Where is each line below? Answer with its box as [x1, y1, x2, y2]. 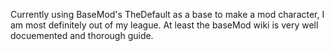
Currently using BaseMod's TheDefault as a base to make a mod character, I [10, 9, 325, 20]
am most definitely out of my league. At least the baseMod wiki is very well [10, 19, 319, 31]
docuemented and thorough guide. [10, 30, 154, 41]
